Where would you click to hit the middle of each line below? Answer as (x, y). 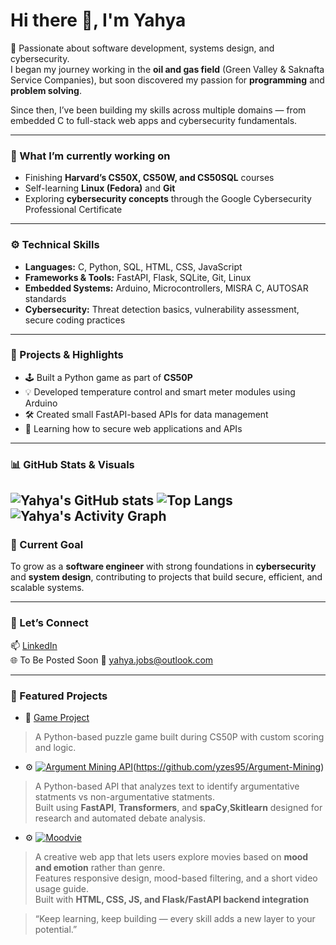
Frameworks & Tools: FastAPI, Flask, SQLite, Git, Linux (138, 277)
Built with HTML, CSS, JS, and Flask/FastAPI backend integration (172, 900)
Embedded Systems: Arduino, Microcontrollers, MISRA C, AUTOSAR (166, 288)
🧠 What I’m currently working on (90, 156)
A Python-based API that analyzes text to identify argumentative (167, 786)
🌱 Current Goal (47, 545)
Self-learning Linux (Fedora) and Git (100, 188)
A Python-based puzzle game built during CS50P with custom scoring (179, 737)
